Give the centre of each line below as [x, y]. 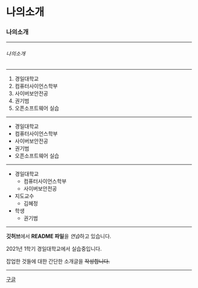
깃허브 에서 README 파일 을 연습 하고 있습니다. [59, 236]
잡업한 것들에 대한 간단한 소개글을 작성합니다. [58, 261]
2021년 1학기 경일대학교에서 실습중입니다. [54, 248]
